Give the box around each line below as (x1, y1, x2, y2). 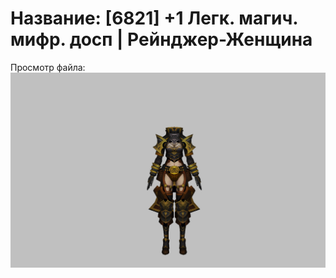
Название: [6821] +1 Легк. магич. (10, 7, 298, 30)
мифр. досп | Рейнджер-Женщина (10, 28, 313, 51)
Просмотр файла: (10, 61, 86, 73)
